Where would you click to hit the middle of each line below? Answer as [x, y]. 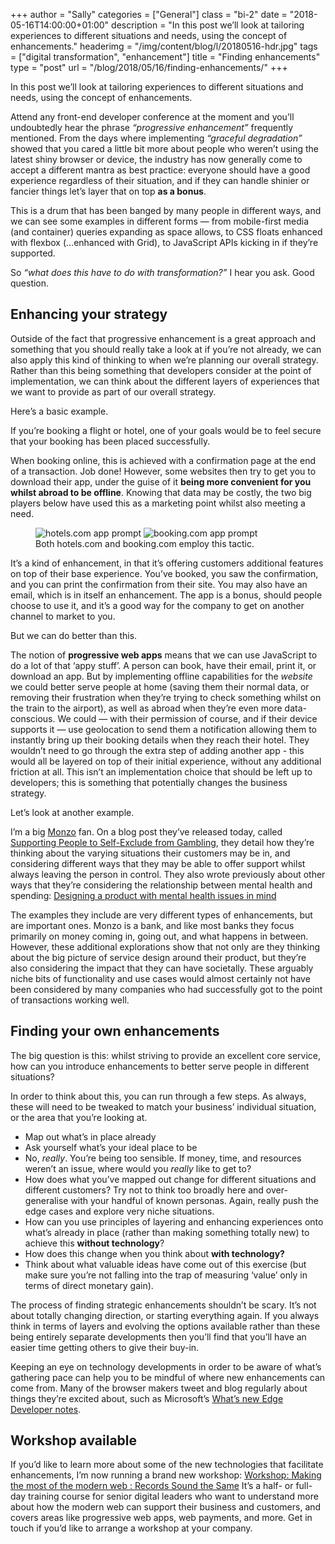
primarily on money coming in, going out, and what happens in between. [159, 936]
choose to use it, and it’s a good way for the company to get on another [157, 605]
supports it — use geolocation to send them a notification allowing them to [163, 729]
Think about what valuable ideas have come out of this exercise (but [165, 1264]
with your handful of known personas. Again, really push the [194, 1200]
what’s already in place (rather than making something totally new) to [167, 1232]
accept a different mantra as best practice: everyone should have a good [160, 170]
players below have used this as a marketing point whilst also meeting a [158, 503]
